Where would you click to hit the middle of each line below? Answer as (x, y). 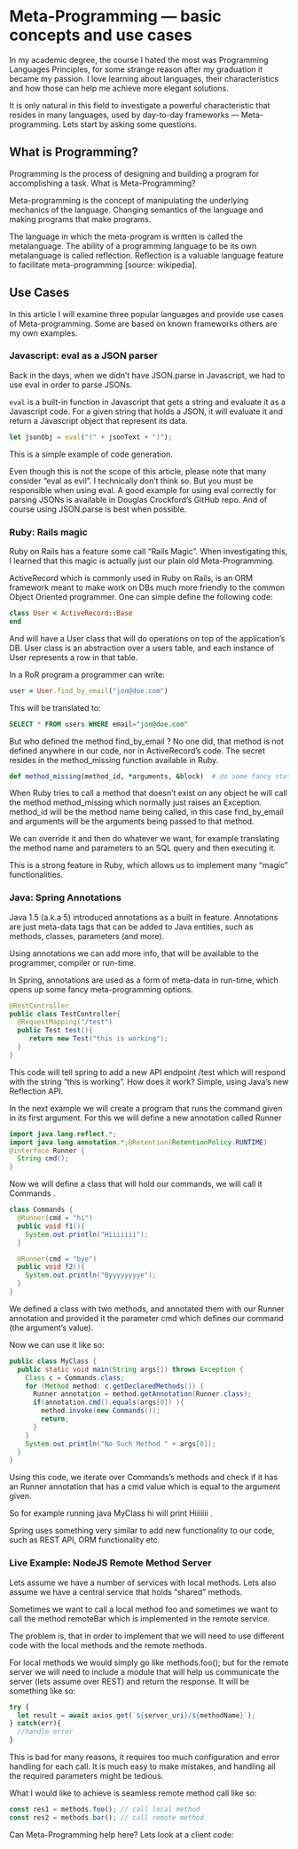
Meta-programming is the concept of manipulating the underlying (129, 200)
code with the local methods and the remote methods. (108, 1645)
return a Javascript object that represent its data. (98, 420)
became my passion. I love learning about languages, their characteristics (144, 78)
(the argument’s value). (51, 1327)
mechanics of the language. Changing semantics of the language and (136, 210)
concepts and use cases (101, 35)
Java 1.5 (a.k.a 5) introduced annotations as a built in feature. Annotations (144, 917)
